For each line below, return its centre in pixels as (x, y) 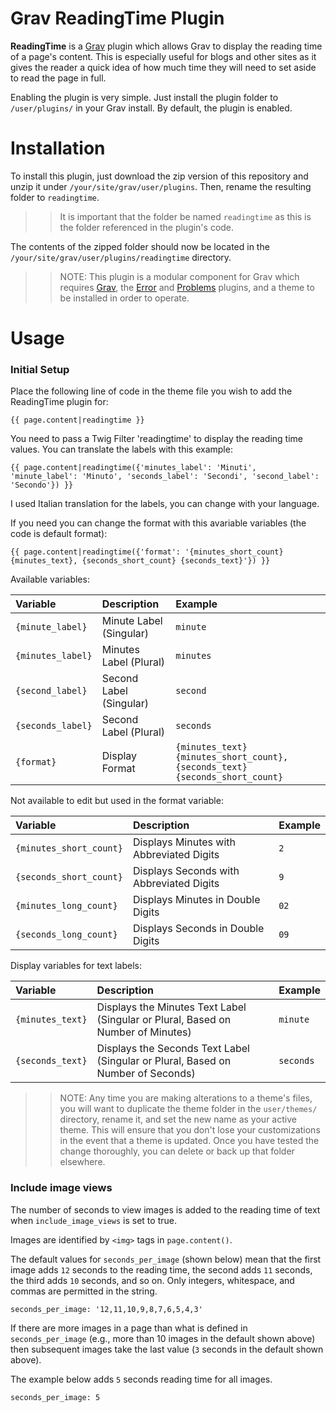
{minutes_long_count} (66, 906)
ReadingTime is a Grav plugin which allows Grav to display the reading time (166, 46)
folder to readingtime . (55, 197)
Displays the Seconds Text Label (173, 1049)
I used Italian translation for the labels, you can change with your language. (165, 504)
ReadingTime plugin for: (59, 402)
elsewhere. (82, 1162)
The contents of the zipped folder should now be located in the (140, 246)
